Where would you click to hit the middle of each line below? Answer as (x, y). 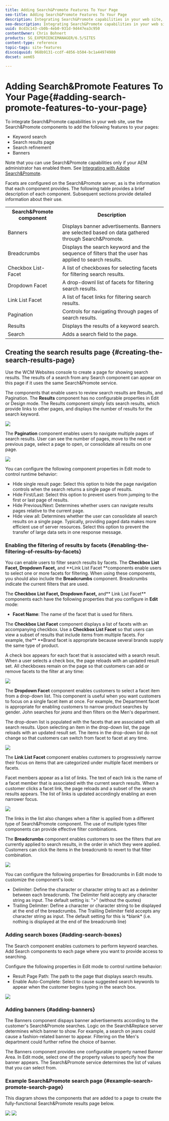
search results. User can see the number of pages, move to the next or (79, 439)
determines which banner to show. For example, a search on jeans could (80, 1031)
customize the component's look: (40, 880)
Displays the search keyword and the (106, 247)
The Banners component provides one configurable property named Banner (84, 1052)
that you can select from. (31, 1068)
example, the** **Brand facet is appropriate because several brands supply (84, 640)
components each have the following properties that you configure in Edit (82, 599)
